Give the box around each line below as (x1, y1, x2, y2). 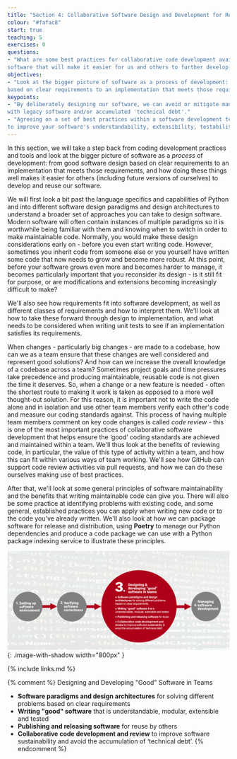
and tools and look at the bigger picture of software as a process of (7, 151, 203, 159)
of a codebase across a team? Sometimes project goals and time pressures (7, 365, 226, 373)
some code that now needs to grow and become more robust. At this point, (7, 255, 226, 263)
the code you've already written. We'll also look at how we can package (7, 514, 217, 523)
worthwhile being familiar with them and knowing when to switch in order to (7, 225, 228, 233)
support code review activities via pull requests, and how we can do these (7, 463, 223, 471)
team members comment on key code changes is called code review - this (7, 417, 224, 426)
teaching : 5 (7, 34, 42, 41)
